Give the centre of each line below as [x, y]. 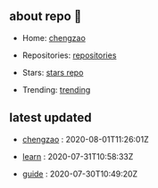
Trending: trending [56, 89]
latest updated [50, 118]
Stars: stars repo [53, 72]
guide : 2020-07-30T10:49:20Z [80, 174]
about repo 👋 [46, 16]
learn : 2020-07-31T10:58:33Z [78, 156]
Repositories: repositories [69, 55]
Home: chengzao [54, 37]
